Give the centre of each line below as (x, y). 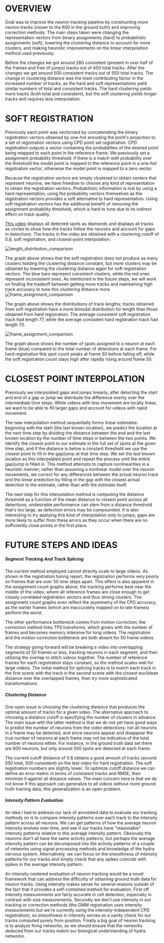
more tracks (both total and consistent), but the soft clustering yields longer (81, 94)
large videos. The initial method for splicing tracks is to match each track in (81, 668)
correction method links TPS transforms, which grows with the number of (79, 627)
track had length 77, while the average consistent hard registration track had (82, 319)
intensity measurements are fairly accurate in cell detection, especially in (78, 894)
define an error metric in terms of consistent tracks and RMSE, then (73, 773)
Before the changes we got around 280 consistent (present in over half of (79, 62)
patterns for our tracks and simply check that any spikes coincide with (76, 859)
